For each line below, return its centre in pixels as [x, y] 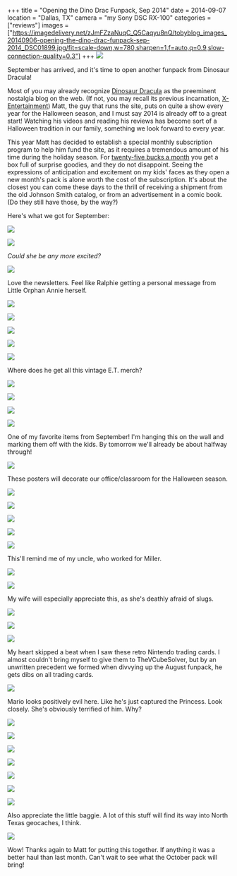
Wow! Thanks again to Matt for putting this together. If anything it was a [111, 850]
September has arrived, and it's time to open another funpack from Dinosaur [119, 70]
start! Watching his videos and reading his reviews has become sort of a [112, 121]
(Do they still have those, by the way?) [63, 202]
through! [20, 452]
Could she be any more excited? [54, 256]
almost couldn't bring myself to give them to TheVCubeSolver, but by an [112, 660]
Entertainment [28, 106]
